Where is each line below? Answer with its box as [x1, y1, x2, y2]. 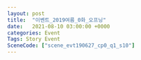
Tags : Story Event [7, 36, 60, 43]
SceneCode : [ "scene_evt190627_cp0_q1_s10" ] [7, 42, 135, 49]
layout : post [7, 10, 45, 17]
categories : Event [7, 29, 60, 37]
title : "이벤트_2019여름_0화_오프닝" [7, 17, 106, 23]
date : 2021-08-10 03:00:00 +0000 [7, 23, 110, 30]
